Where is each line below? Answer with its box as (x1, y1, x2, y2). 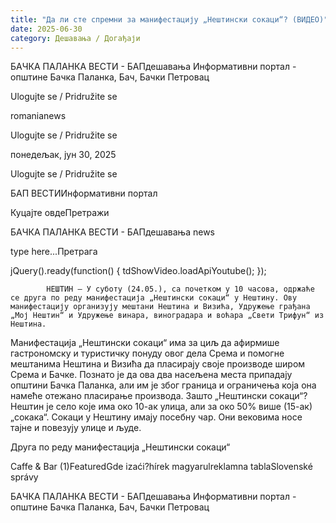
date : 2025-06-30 (10, 24, 83, 34)
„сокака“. (10, 411, 50, 423)
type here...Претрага (10, 246, 98, 258)
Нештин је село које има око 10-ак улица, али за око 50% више (10, 401, 282, 413)
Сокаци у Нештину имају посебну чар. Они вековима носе (51, 411, 303, 423)
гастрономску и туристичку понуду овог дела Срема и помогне (10, 347, 285, 360)
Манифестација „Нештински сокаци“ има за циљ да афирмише (10, 337, 280, 349)
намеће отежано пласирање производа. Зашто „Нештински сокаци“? (10, 390, 308, 402)
